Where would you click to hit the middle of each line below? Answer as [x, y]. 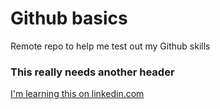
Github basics [69, 18]
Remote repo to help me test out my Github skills [110, 46]
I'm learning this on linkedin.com [77, 94]
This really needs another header [92, 72]
